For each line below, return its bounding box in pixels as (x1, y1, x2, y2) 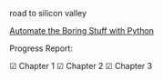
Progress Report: (9, 43, 73, 54)
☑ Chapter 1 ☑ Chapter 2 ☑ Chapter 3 (9, 61, 153, 71)
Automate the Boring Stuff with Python (9, 25, 155, 35)
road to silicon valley (9, 8, 87, 18)
